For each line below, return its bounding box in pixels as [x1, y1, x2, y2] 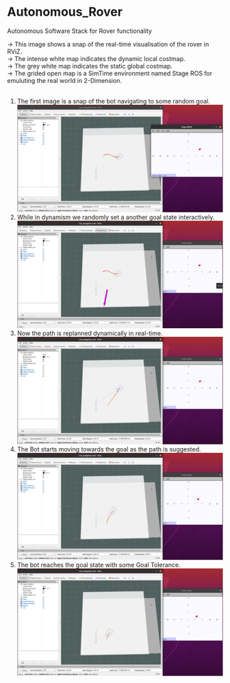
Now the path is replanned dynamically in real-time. [16, 329, 163, 337]
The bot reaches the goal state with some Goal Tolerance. [16, 561, 181, 569]
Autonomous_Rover [7, 4, 123, 20]
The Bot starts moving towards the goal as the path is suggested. [16, 445, 201, 453]
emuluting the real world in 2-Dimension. [7, 76, 122, 84]
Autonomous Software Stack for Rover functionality [7, 27, 153, 35]
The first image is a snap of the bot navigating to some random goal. [16, 97, 210, 105]
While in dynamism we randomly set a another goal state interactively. [16, 213, 215, 221]
